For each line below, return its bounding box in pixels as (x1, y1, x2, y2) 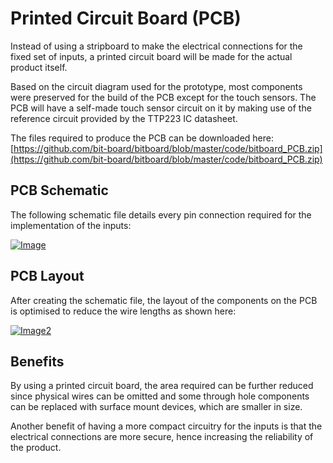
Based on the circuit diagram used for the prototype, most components (10, 80, 303, 92)
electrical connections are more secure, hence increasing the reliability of (10, 431, 314, 443)
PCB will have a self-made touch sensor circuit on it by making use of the (10, 102, 312, 114)
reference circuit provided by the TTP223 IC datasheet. (10, 112, 238, 124)
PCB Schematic (10, 182, 109, 199)
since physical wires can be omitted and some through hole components (10, 390, 310, 402)
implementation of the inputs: (10, 219, 132, 231)
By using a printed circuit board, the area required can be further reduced (10, 380, 314, 392)
